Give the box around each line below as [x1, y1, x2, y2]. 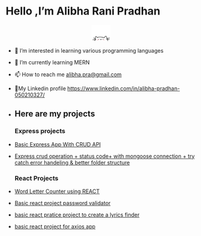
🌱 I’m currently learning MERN [14, 59, 90, 66]
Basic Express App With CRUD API [14, 140, 101, 148]
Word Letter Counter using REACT [14, 188, 100, 195]
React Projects [14, 174, 59, 182]
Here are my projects [14, 109, 95, 119]
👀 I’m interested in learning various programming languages [14, 47, 164, 54]
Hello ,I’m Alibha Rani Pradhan [5, 4, 161, 18]
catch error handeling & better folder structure [14, 159, 130, 166]
